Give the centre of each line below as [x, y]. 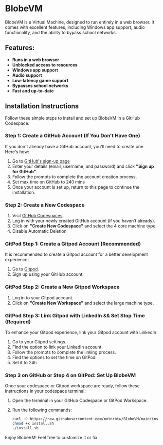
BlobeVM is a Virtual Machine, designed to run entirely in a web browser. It [80, 22]
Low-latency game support [40, 80]
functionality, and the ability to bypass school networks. [61, 32]
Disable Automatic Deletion [39, 231]
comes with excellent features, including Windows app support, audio [75, 27]
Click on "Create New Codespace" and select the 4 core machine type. [84, 226]
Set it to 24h [24, 363]
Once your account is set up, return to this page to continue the [76, 187]
